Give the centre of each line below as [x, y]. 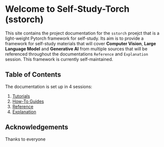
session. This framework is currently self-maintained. [59, 59]
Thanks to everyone [25, 139]
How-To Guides [28, 101]
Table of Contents [33, 75]
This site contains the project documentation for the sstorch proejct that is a [82, 33]
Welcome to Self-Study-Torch [67, 9]
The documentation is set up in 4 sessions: [49, 87]
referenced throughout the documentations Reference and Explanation [77, 54]
